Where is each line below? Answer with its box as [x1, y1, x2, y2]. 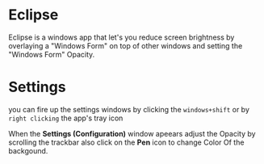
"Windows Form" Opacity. [8, 49, 95, 59]
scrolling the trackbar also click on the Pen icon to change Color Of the [8, 137, 245, 147]
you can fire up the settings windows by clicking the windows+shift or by [8, 104, 250, 114]
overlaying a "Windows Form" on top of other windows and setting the [8, 40, 243, 50]
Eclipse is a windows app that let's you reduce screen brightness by [8, 32, 235, 42]
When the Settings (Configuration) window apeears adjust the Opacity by [8, 128, 256, 138]
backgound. [8, 145, 48, 155]
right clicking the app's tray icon [8, 113, 124, 123]
